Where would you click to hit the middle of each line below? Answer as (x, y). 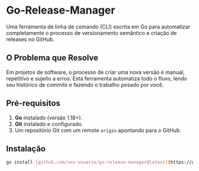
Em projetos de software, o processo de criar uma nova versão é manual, (95, 72)
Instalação (26, 149)
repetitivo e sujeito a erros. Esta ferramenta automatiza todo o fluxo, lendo (97, 78)
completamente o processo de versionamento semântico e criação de (92, 33)
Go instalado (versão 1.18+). (49, 117)
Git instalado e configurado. (49, 124)
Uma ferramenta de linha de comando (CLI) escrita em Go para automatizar (98, 27)
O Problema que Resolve (52, 58)
